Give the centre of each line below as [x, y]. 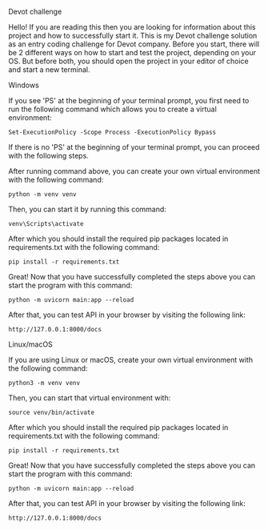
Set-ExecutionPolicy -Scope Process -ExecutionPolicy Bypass [112, 132]
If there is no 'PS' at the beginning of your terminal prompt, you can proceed [134, 147]
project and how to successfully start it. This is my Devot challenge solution [133, 36]
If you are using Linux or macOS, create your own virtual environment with [131, 360]
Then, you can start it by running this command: [87, 209]
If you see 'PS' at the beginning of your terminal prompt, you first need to [129, 100]
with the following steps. [49, 156]
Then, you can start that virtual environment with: [90, 398]
